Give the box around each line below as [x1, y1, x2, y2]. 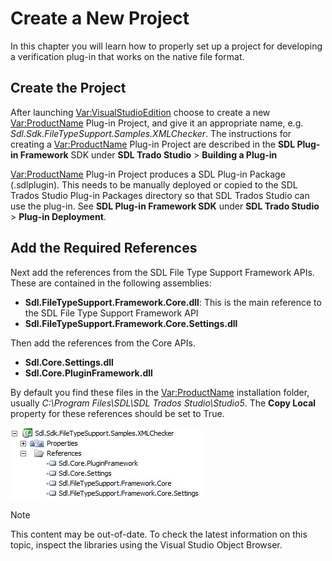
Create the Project [10, 80, 127, 97]
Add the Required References [10, 240, 198, 257]
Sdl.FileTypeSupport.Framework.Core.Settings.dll [24, 317, 238, 329]
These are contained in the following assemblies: [10, 277, 212, 289]
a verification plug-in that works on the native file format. [10, 50, 245, 62]
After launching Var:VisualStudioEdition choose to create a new [10, 106, 271, 118]
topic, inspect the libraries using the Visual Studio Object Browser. [10, 538, 283, 551]
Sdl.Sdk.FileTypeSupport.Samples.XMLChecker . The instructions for [10, 127, 292, 139]
